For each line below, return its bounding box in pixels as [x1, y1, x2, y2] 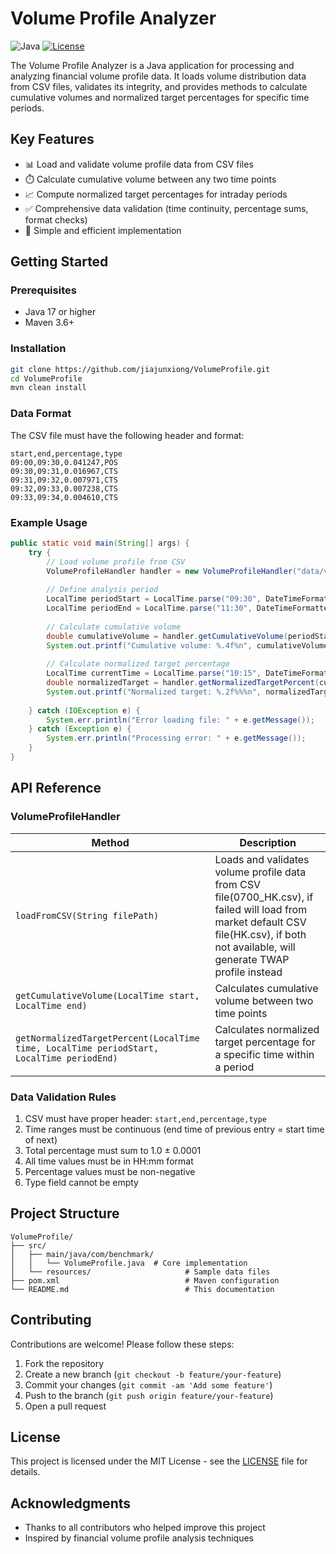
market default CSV [214, 915, 307, 929]
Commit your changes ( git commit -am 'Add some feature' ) [24, 1378, 273, 1391]
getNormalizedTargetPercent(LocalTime [15, 1032, 200, 1044]
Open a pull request [24, 1400, 107, 1412]
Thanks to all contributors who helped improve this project [24, 1522, 266, 1534]
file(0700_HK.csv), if [214, 890, 314, 904]
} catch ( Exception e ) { [28, 724, 132, 734]
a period [214, 1060, 255, 1074]
